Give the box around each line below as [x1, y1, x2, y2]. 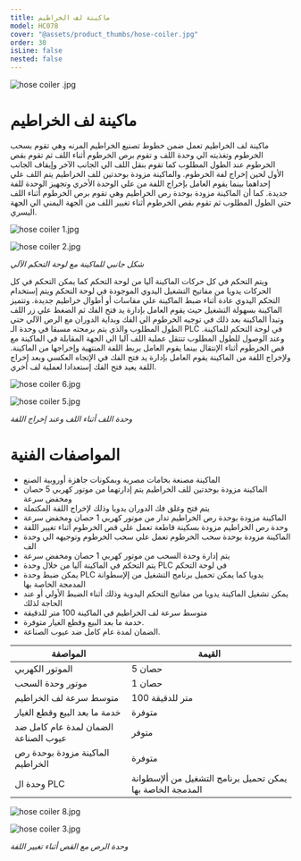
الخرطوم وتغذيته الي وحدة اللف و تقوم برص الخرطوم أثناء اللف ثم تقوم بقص [10, 149, 264, 160]
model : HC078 [10, 21, 59, 30]
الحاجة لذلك [22, 597, 63, 608]
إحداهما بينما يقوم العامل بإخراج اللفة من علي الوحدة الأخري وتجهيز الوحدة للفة [10, 178, 271, 189]
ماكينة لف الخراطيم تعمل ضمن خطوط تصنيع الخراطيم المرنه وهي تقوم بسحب [10, 139, 269, 150]
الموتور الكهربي [14, 663, 73, 675]
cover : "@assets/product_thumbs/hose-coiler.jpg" [10, 30, 199, 38]
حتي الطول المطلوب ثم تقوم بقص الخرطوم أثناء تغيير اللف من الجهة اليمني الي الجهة [10, 197, 292, 207]
